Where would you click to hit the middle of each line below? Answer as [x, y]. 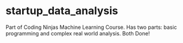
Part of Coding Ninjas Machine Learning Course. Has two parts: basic [91, 27]
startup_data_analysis [62, 11]
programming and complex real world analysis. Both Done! [78, 33]
